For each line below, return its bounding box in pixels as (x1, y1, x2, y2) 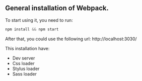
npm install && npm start (5, 27, 59, 32)
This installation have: (5, 45, 50, 51)
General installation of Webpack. (5, 4, 109, 12)
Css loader (12, 60, 35, 66)
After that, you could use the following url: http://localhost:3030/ (5, 36, 137, 42)
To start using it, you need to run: (5, 17, 73, 23)
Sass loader (12, 71, 37, 77)
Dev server (12, 55, 35, 61)
